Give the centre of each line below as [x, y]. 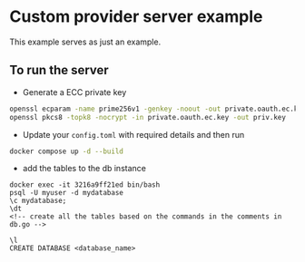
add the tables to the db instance [84, 169]
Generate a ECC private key [74, 92]
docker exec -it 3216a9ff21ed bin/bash [85, 185]
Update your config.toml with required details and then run [133, 134]
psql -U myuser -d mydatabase [67, 193]
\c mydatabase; [38, 201]
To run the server [59, 70]
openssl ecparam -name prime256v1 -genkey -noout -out [115, 109]
